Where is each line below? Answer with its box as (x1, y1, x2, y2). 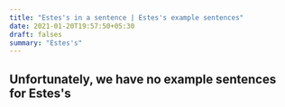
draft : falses (9, 30, 63, 39)
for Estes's (9, 85, 72, 101)
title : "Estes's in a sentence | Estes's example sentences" (9, 13, 244, 22)
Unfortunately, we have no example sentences (9, 71, 277, 86)
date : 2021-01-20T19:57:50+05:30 (9, 22, 135, 31)
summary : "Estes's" (9, 38, 83, 48)
